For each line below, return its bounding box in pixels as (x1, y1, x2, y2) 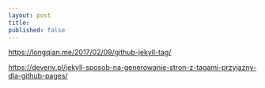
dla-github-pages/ (8, 71, 69, 81)
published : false (8, 26, 66, 34)
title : (8, 19, 30, 27)
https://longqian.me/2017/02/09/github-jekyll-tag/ (8, 48, 172, 57)
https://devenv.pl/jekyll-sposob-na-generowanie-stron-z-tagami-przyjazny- (8, 63, 257, 72)
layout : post (8, 11, 51, 20)
